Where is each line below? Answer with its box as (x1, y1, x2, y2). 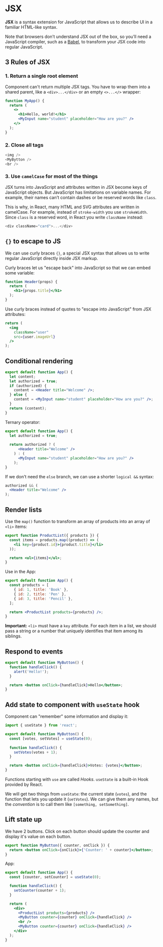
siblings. (5, 633, 22, 639)
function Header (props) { (5, 279, 57, 284)
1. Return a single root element (5, 73, 78, 79)
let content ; (9, 374, 36, 379)
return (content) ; (9, 406, 47, 411)
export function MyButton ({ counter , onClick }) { (5, 843, 110, 848)
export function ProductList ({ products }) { (5, 533, 99, 538)
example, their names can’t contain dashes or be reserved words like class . (5, 194, 157, 200)
